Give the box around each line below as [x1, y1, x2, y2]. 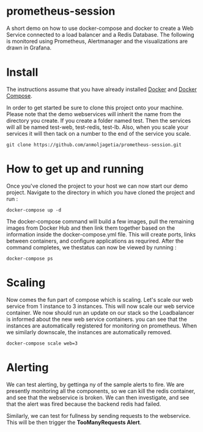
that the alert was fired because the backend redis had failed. [6, 400, 161, 408]
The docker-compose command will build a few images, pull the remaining [6, 218, 194, 225]
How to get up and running [6, 162, 144, 176]
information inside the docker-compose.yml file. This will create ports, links [6, 230, 196, 238]
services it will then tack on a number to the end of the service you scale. [6, 130, 191, 137]
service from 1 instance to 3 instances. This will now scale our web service [6, 302, 194, 310]
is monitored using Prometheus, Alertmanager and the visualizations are [6, 37, 188, 45]
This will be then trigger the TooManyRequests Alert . [6, 419, 142, 426]
